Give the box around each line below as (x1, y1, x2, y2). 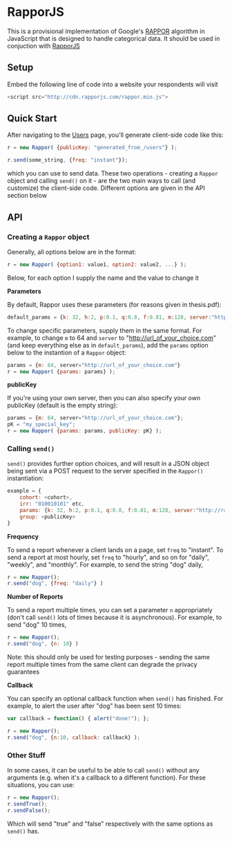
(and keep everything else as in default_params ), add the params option (7, 341, 209, 349)
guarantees (7, 668, 40, 676)
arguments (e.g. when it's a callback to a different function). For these (7, 773, 206, 782)
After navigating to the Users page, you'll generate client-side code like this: (7, 131, 224, 139)
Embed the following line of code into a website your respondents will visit (7, 80, 219, 88)
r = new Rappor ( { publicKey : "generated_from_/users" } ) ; (7, 144, 177, 151)
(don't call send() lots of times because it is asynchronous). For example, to (7, 613, 222, 622)
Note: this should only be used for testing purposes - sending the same (7, 653, 211, 661)
